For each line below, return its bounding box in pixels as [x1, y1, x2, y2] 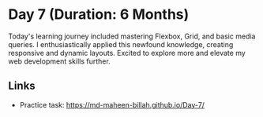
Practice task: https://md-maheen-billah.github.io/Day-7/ [19, 100, 205, 109]
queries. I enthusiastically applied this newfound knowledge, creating [8, 39, 234, 49]
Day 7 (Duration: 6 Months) [8, 5, 190, 24]
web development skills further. [8, 57, 111, 66]
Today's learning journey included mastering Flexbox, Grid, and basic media [8, 31, 256, 41]
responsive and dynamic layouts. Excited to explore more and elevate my [8, 48, 246, 57]
